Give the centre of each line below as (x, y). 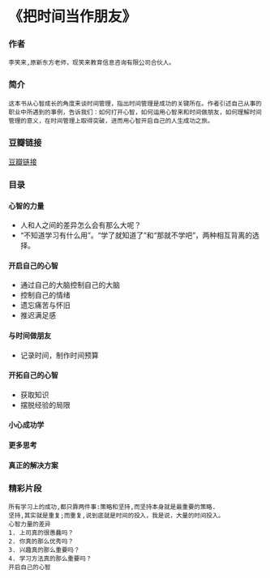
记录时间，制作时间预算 (59, 355)
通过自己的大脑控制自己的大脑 (70, 285)
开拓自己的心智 (33, 375)
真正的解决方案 (33, 465)
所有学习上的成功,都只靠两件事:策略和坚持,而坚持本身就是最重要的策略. (112, 507)
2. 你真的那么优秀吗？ (41, 541)
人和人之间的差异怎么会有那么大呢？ (81, 225)
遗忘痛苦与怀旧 (45, 306)
